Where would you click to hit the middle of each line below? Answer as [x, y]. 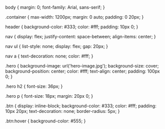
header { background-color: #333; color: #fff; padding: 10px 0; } [72, 27]
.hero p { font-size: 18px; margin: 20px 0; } [49, 96]
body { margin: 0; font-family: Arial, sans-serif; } [55, 7]
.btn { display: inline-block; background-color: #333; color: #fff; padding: [81, 106]
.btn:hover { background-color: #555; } [46, 121]
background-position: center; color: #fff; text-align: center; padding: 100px [82, 71]
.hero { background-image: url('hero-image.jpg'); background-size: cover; [82, 66]
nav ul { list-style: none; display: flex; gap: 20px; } [57, 46]
